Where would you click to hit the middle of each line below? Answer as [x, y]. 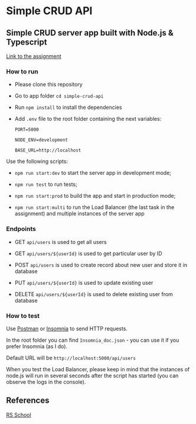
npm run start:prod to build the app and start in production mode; [95, 196]
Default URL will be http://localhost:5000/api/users [71, 358]
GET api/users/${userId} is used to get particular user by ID [88, 253]
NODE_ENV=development [41, 140]
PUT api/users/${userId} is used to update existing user [84, 282]
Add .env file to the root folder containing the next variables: [88, 119]
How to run [22, 71]
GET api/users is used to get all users [61, 242]
